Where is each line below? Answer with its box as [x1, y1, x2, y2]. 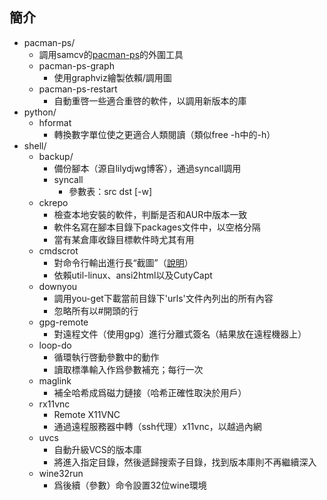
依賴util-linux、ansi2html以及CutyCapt [53, 269, 213, 281]
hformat [38, 116, 72, 128]
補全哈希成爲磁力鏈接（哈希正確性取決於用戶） [53, 386, 247, 398]
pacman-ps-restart [38, 83, 118, 95]
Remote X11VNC [53, 408, 121, 420]
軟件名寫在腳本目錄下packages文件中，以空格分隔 [53, 221, 261, 233]
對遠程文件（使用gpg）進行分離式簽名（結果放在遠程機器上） [53, 328, 307, 340]
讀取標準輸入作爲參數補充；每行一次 [53, 363, 204, 375]
